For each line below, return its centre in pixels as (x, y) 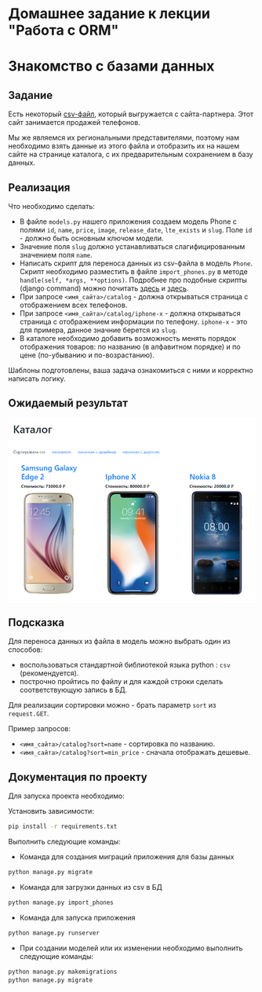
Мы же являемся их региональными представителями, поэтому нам (124, 137)
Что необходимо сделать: (52, 206)
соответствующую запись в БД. (73, 690)
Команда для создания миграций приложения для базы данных (127, 857)
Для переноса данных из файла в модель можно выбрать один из (119, 642)
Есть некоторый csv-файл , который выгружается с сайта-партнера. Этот (131, 114)
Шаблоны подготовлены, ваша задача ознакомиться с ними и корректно (131, 370)
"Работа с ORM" (64, 30)
